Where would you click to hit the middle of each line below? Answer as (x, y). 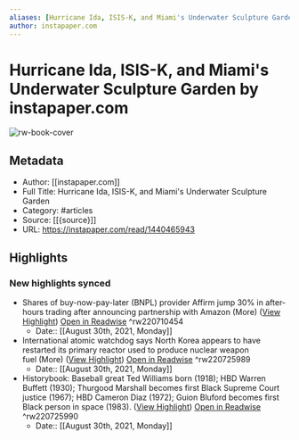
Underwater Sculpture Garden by (134, 89)
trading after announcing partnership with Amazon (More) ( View (163, 311)
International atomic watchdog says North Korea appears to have (141, 340)
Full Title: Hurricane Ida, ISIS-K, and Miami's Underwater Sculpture (144, 192)
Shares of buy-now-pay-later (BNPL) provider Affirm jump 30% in (143, 302)
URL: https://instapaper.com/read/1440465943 (109, 229)
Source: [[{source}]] (59, 220)
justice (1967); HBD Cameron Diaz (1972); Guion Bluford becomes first (150, 397)
